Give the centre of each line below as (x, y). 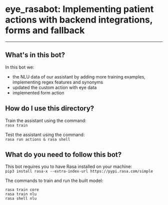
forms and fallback (45, 30)
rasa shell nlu (21, 198)
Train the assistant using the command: (46, 120)
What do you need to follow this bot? (63, 154)
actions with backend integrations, (79, 20)
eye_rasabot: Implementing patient (79, 9)
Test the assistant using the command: (45, 134)
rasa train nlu (21, 194)
